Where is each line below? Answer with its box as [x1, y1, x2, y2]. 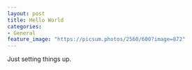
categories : [7, 23, 42, 30]
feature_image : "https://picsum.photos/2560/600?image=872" [7, 36, 186, 43]
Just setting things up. [7, 55, 72, 63]
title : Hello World [7, 17, 64, 24]
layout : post [7, 10, 45, 17]
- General [7, 29, 36, 37]
